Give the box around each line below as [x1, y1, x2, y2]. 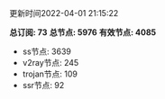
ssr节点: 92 [22, 80, 65, 90]
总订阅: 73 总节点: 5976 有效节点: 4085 [9, 27, 157, 38]
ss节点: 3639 [22, 46, 72, 57]
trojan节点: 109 [22, 68, 78, 79]
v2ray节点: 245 [22, 58, 79, 67]
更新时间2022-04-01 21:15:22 [9, 8, 119, 18]
